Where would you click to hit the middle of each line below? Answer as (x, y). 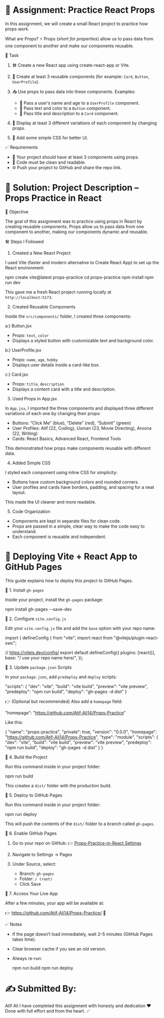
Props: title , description (38, 384)
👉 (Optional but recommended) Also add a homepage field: (64, 701)
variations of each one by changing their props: (53, 413)
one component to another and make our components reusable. (70, 46)
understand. (24, 531)
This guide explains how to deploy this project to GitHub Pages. (69, 580)
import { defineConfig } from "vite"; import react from (59, 638)
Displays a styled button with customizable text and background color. (83, 340)
